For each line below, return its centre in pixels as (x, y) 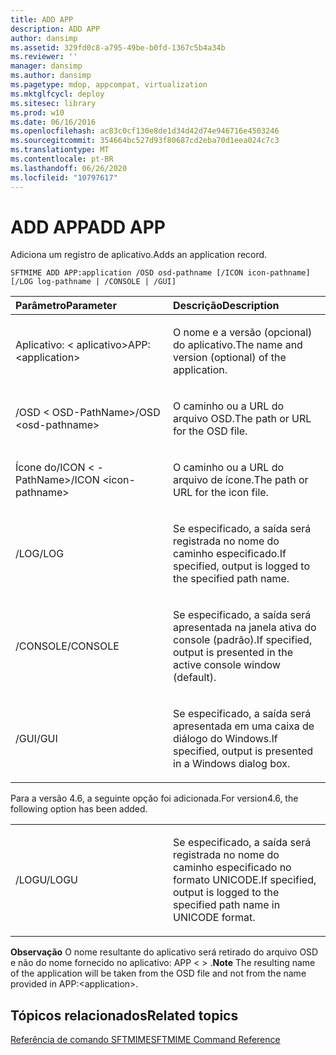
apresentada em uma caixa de (244, 726)
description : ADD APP (55, 29)
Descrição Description (226, 306)
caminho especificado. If (230, 554)
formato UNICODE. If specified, (245, 880)
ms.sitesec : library (53, 103)
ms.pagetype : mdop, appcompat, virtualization (109, 85)
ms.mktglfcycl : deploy (57, 94)
